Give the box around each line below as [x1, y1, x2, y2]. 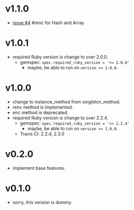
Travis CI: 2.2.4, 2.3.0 [20, 131, 65, 137]
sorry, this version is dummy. [12, 199, 72, 205]
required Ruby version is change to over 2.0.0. [12, 54, 108, 60]
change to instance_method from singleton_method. [12, 98, 120, 104]
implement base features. [12, 165, 66, 171]
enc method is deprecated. [12, 109, 69, 116]
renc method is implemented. [12, 104, 73, 110]
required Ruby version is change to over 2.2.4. [12, 115, 109, 121]
